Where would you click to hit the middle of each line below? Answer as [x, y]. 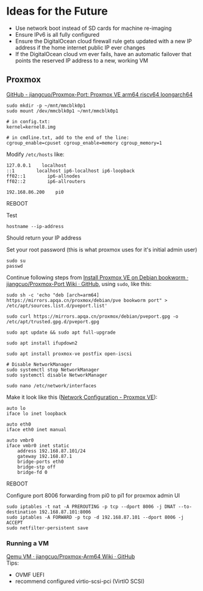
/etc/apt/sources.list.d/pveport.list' [57, 306]
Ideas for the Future [57, 11]
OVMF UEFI [30, 575]
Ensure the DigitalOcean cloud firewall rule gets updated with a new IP [103, 41]
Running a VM [27, 543]
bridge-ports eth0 [41, 462]
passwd [15, 266]
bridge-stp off [37, 467]
